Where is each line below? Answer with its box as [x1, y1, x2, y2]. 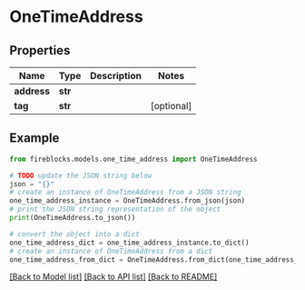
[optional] [150, 100, 192, 112]
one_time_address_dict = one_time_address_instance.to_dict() [9, 238, 250, 247]
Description [89, 70, 143, 82]
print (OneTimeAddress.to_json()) [9, 214, 136, 223]
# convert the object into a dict [9, 229, 141, 238]
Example [9, 130, 60, 146]
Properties [9, 43, 71, 58]
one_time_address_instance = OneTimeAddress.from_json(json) [9, 196, 246, 205]
